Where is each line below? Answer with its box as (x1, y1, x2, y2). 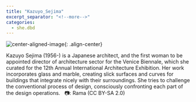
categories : (6, 19, 35, 25)
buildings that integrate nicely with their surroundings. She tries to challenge (6, 77, 190, 84)
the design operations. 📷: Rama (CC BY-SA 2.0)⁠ (6, 90, 125, 97)
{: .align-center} (64, 41, 103, 48)
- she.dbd (11, 24, 35, 31)
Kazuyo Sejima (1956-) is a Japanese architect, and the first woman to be (6, 52, 183, 59)
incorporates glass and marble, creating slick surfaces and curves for (6, 71, 174, 78)
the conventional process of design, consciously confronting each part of (6, 83, 183, 90)
